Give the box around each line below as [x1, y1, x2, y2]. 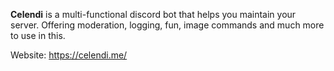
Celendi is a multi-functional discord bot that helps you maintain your [10, 9, 297, 20]
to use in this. [10, 30, 66, 41]
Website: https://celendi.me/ [10, 49, 128, 61]
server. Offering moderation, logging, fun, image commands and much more [10, 19, 325, 31]
